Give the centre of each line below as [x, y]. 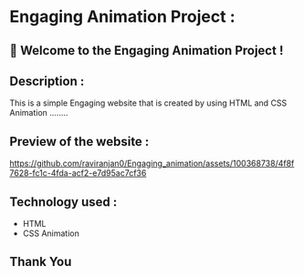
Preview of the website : [79, 142]
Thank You [41, 262]
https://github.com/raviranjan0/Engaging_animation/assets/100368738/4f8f [152, 164]
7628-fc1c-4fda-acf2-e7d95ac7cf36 [78, 173]
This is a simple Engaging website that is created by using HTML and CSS [148, 103]
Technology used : [63, 202]
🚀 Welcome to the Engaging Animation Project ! [147, 51]
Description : [47, 81]
